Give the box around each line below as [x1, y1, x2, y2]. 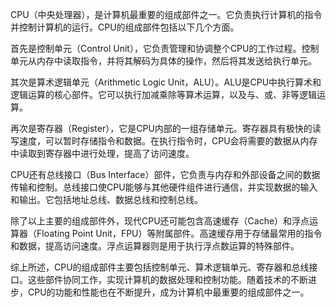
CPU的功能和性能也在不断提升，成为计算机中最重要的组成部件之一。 [27, 286, 310, 298]
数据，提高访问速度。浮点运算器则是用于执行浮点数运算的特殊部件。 [18, 240, 300, 252]
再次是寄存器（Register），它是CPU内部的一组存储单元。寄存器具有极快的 [10, 123, 313, 134]
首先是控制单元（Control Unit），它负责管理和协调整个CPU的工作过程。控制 [10, 43, 320, 54]
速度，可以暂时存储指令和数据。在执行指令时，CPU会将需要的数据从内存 [18, 135, 318, 147]
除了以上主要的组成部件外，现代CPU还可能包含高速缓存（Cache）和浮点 [10, 215, 310, 227]
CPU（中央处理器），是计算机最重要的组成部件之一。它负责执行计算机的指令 [10, 9, 323, 20]
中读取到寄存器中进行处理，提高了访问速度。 [10, 148, 195, 159]
